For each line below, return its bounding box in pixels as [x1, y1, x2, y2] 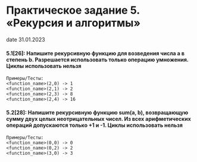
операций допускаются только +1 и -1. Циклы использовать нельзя [6, 121, 183, 129]
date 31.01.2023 [6, 36, 46, 43]
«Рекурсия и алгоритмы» [6, 16, 141, 30]
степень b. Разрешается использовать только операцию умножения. [6, 56, 189, 63]
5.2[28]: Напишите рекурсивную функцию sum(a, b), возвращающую [6, 108, 189, 116]
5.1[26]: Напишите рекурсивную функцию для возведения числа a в [6, 49, 185, 57]
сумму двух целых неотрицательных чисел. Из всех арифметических [6, 115, 192, 122]
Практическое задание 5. [6, 4, 140, 17]
